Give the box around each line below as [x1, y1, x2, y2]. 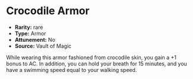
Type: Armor [14, 29, 46, 37]
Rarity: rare [14, 24, 43, 31]
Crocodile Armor [6, 4, 90, 18]
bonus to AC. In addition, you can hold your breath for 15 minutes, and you [6, 60, 188, 67]
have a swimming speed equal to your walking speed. [6, 66, 137, 73]
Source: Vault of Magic [14, 42, 72, 50]
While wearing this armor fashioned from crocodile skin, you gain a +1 [6, 54, 176, 61]
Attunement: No [14, 36, 56, 43]
